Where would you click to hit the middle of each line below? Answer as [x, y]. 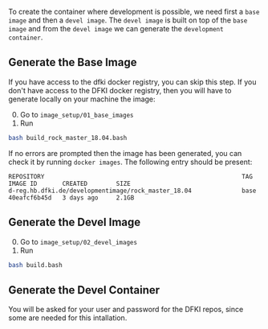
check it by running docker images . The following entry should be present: [130, 162]
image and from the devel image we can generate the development [116, 29]
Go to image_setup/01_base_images [77, 114]
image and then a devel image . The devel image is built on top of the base [128, 20]
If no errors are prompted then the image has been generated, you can [125, 153]
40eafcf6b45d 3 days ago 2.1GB [71, 197]
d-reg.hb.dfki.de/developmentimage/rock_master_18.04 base [132, 191]
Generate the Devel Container [84, 290]
